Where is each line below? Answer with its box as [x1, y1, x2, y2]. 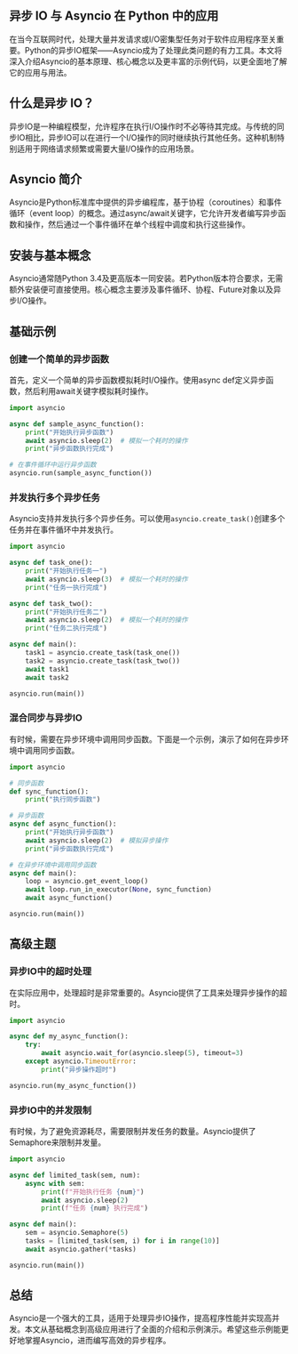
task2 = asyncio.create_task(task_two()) [25, 657, 180, 665]
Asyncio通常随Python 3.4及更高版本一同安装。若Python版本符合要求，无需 [9, 273, 284, 284]
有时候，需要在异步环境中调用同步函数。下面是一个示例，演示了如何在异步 [9, 733, 281, 745]
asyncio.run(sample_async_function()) [9, 469, 153, 478]
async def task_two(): [9, 599, 93, 608]
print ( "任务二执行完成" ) [25, 624, 108, 633]
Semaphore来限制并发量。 [9, 1137, 106, 1148]
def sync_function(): [9, 786, 90, 796]
